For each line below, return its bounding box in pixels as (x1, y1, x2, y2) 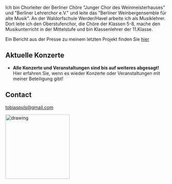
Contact (5, 90, 32, 99)
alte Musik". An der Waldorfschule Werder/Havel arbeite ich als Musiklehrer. (5, 15, 166, 21)
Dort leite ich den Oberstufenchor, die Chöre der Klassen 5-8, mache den (5, 21, 161, 27)
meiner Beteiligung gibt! (12, 76, 64, 82)
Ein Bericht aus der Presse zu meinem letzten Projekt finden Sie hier (5, 36, 149, 42)
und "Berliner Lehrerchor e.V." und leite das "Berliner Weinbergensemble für (5, 10, 167, 16)
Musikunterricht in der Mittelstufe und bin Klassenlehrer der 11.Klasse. (5, 26, 153, 32)
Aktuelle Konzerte (5, 51, 65, 60)
